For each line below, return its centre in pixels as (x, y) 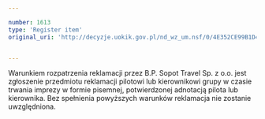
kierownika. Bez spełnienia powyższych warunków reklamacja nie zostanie (130, 99)
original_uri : (32, 37)
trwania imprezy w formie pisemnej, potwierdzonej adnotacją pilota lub (123, 90)
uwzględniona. (32, 106)
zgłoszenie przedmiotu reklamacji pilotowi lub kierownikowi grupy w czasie (130, 82)
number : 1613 (30, 22)
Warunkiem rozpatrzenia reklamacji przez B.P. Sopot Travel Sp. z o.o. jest (127, 73)
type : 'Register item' (45, 30)
